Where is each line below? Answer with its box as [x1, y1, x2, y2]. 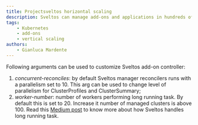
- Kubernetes [16, 25, 49, 31]
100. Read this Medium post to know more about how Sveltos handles [14, 106, 184, 113]
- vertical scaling [16, 36, 65, 42]
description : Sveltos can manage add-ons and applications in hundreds [6, 14, 186, 20]
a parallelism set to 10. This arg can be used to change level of [14, 81, 167, 88]
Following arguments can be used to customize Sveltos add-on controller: [6, 63, 186, 70]
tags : [6, 19, 19, 25]
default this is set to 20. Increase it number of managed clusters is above [14, 100, 192, 107]
